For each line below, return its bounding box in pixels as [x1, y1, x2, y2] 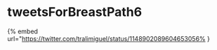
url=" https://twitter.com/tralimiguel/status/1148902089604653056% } [7, 34, 211, 42]
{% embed [7, 27, 39, 35]
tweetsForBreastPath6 [7, 4, 143, 20]
